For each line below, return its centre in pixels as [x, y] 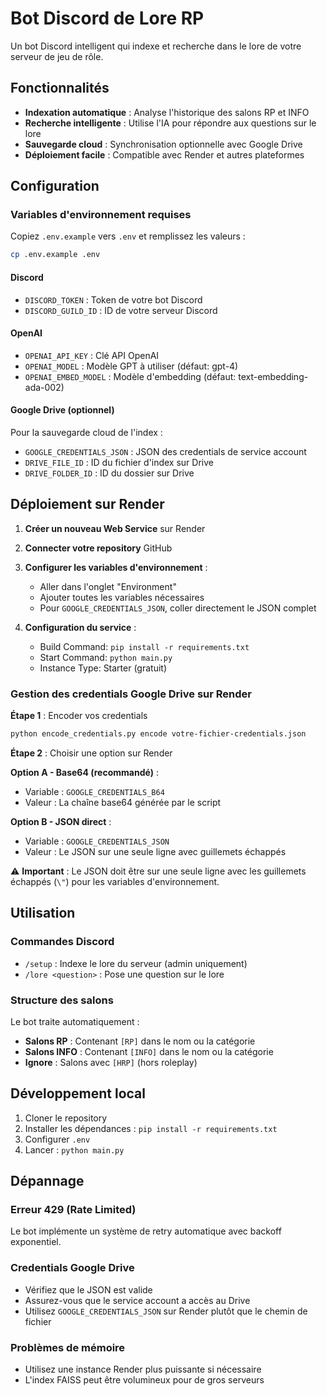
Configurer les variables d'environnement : [116, 567]
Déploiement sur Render [87, 504]
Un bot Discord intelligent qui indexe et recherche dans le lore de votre [156, 46]
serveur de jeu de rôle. [57, 56]
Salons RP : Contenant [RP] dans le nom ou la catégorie [140, 1041]
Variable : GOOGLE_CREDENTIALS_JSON [97, 841]
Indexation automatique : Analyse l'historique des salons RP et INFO [167, 112]
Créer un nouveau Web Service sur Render [115, 528]
